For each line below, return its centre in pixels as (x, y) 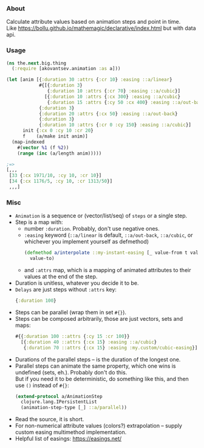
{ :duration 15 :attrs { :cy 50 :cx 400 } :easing (108, 102)
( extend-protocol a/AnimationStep (59, 396)
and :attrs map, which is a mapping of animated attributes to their (107, 270)
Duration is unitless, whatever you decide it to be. (77, 283)
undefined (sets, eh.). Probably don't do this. (71, 372)
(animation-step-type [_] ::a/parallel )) (74, 408)
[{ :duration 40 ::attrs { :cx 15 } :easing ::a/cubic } (89, 342)
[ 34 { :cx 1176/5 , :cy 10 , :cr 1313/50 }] (61, 181)
